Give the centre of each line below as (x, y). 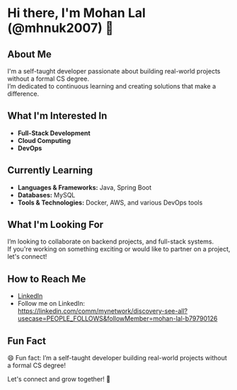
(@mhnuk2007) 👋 (60, 28)
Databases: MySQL (46, 195)
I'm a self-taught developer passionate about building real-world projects (114, 71)
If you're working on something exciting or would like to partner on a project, (119, 249)
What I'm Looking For (56, 225)
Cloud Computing (44, 140)
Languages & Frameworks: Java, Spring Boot (85, 187)
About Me (29, 54)
